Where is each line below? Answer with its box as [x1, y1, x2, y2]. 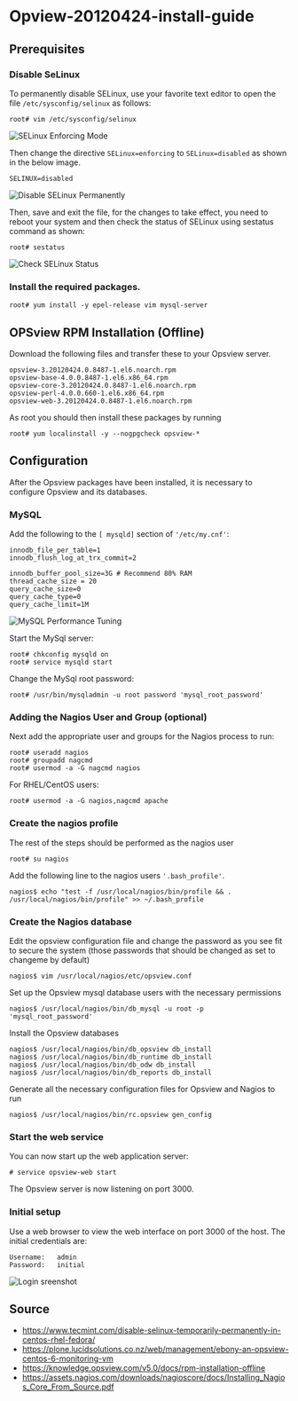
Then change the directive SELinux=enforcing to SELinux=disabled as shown [9, 147, 287, 158]
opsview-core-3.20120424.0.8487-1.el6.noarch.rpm [9, 381, 197, 390]
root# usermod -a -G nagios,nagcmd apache [9, 797, 169, 806]
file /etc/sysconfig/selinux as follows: [9, 98, 152, 108]
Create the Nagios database [9, 916, 133, 928]
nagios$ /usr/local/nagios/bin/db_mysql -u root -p [9, 1004, 204, 1013]
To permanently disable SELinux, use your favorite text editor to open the [9, 88, 277, 98]
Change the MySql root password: [9, 673, 135, 684]
